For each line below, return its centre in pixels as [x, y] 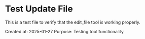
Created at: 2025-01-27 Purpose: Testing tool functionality [65, 31]
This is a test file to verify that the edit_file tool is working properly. [73, 22]
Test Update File [39, 9]
